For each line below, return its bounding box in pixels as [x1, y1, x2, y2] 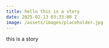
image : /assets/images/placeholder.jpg [6, 19, 104, 25]
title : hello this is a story [6, 8, 80, 15]
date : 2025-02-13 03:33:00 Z [6, 14, 77, 20]
